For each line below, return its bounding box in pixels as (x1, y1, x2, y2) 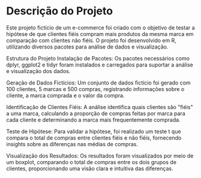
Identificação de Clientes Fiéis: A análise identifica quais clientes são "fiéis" (6, 103, 193, 110)
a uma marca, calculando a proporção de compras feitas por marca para (6, 110, 185, 117)
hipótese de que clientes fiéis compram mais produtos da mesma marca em (6, 30, 194, 37)
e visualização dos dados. (6, 67, 71, 74)
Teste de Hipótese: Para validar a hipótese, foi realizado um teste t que (6, 128, 181, 135)
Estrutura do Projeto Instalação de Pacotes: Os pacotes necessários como (6, 55, 190, 62)
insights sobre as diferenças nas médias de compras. (6, 140, 138, 147)
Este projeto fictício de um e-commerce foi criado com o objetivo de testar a (6, 24, 195, 31)
